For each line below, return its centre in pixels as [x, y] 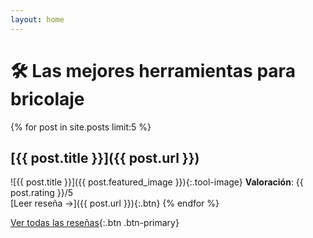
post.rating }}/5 [42, 193]
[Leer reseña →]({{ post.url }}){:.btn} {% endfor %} [115, 203]
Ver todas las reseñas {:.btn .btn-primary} [95, 223]
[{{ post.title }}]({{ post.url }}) [105, 157]
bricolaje [47, 98]
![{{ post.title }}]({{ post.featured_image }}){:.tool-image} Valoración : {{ [157, 182]
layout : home [37, 19]
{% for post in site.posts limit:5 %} [81, 127]
